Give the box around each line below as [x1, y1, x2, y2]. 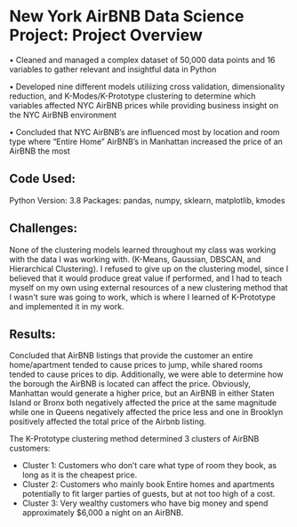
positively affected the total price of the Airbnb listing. [9, 416, 206, 427]
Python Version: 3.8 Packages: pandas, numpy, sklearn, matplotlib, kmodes [9, 195, 286, 205]
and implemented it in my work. [9, 300, 124, 312]
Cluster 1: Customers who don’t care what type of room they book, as [21, 460, 277, 471]
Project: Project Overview [9, 25, 203, 45]
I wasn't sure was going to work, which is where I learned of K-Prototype [9, 291, 276, 302]
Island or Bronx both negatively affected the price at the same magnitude [9, 397, 277, 408]
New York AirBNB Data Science [9, 6, 245, 27]
